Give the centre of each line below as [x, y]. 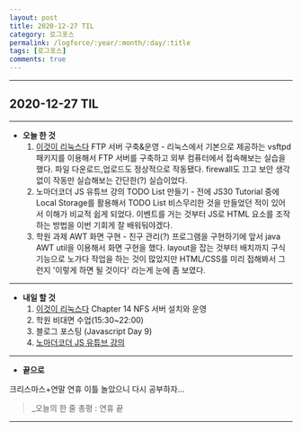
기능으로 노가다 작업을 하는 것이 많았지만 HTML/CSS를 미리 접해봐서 [156, 259]
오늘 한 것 [39, 135]
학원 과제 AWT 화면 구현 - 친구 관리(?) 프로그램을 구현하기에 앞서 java [158, 236]
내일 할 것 [39, 297]
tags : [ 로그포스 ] [38, 51]
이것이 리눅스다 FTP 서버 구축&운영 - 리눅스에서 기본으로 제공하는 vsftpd [164, 146]
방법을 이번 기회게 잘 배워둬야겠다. [113, 224]
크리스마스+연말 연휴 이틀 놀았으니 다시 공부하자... [97, 389]
